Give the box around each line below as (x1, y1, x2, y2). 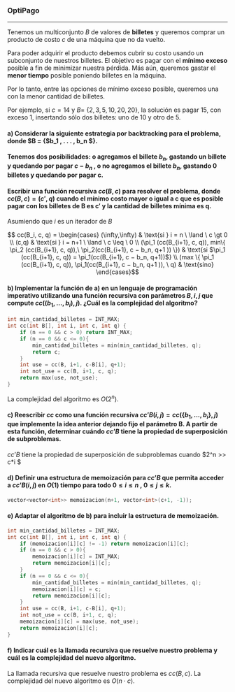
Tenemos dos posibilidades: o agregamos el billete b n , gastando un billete (7, 152, 227, 163)
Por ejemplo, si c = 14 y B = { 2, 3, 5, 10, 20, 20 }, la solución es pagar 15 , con (7, 106, 222, 114)
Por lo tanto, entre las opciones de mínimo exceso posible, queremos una (7, 85, 219, 93)
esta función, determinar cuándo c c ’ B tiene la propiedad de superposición (7, 427, 228, 435)
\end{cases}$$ (95, 268, 140, 276)
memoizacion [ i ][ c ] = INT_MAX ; (32, 553, 120, 561)
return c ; (32, 348, 61, 355)
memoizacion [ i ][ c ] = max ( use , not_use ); (20, 618, 139, 626)
